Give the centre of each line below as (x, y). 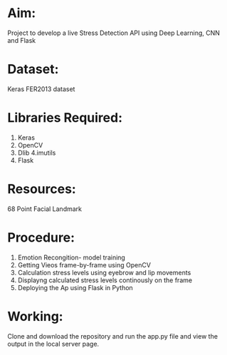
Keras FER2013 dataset (41, 89)
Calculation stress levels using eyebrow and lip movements (104, 272)
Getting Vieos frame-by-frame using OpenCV (84, 264)
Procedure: (41, 237)
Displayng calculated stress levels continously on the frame (105, 280)
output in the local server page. (53, 344)
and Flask (22, 40)
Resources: (42, 189)
